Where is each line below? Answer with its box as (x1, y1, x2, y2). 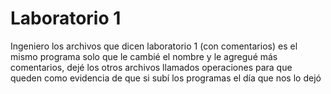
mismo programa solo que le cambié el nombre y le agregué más (10, 50, 278, 62)
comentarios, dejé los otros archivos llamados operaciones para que (10, 61, 293, 73)
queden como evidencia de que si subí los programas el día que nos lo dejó (10, 72, 322, 84)
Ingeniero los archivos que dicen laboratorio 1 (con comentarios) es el (10, 40, 298, 52)
